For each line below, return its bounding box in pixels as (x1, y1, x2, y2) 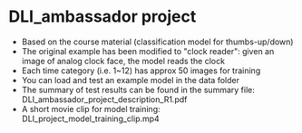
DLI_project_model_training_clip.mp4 (21, 113, 160, 124)
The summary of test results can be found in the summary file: (21, 84, 255, 95)
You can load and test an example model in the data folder (21, 74, 239, 85)
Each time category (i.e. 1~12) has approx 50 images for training (21, 65, 261, 76)
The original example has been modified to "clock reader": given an (21, 45, 275, 56)
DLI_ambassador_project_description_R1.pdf (21, 93, 188, 105)
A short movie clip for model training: (21, 103, 161, 114)
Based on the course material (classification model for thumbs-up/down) (21, 36, 294, 47)
